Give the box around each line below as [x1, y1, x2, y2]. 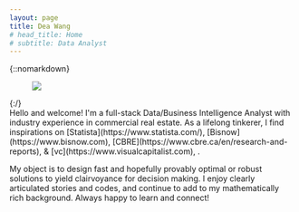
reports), [9, 146, 43, 157]
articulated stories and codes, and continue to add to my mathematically [9, 183, 279, 194]
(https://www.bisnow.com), [9, 137, 111, 148]
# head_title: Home [9, 30, 83, 39]
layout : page [9, 13, 59, 23]
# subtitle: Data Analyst [9, 38, 107, 48]
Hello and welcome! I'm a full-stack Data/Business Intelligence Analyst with [9, 108, 291, 119]
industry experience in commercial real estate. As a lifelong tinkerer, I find [9, 117, 285, 128]
